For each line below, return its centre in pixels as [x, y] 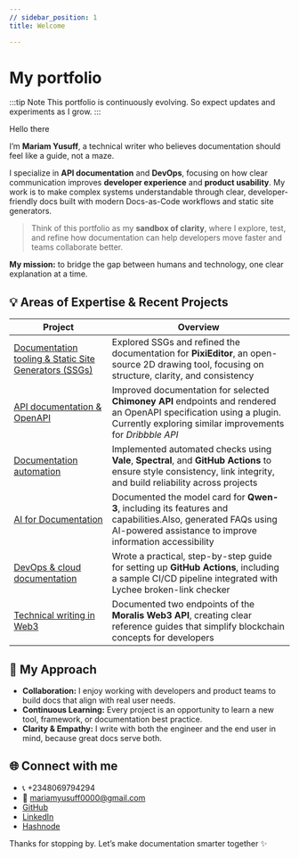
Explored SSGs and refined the [176, 342]
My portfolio [56, 78]
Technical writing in [54, 615]
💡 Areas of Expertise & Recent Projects [119, 302]
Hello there [29, 129]
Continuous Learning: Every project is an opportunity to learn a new [148, 710]
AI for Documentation [58, 520]
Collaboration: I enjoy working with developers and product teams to [149, 691]
